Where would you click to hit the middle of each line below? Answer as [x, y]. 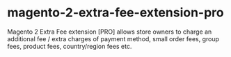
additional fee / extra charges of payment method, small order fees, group [113, 38]
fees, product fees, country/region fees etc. [70, 46]
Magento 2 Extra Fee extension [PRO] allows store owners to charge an [110, 32]
